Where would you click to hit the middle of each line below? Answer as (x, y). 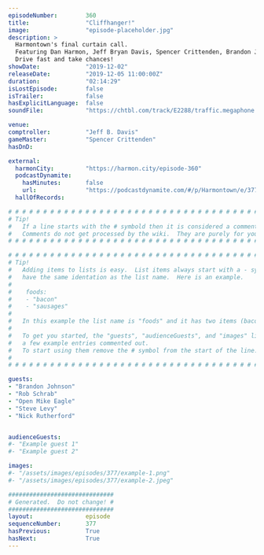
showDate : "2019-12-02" (68, 67)
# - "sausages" (38, 307)
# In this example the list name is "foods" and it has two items (123, 321)
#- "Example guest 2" (44, 452)
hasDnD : (21, 146)
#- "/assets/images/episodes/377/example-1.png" (89, 473)
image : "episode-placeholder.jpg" (91, 30)
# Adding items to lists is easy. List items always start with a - (128, 270)
